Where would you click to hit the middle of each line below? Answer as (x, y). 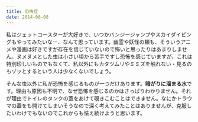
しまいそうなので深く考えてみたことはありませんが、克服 (117, 106)
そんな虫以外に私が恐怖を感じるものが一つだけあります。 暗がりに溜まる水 (97, 83)
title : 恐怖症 (22, 11)
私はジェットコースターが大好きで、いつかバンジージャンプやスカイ (89, 34)
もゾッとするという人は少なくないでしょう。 (60, 71)
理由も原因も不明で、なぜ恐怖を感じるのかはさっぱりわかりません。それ (104, 91)
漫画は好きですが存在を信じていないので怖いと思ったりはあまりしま (99, 49)
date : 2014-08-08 (27, 17)
